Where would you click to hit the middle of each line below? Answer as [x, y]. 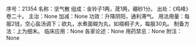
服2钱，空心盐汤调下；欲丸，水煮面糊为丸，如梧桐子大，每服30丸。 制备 [95, 24]
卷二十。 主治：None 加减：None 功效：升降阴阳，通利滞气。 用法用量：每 [98, 16]
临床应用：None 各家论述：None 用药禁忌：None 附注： [113, 31]
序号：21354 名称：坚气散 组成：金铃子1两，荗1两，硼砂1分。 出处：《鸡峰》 [99, 9]
